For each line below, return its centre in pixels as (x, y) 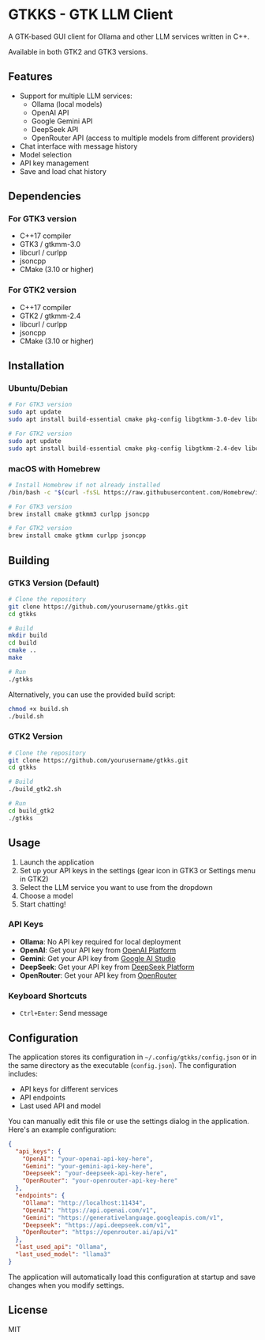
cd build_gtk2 (32, 811)
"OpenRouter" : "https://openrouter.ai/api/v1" (100, 1232)
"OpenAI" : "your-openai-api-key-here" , (88, 1159)
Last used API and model (60, 1106)
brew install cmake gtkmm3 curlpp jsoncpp (79, 514)
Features (30, 77)
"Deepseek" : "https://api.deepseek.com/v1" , (97, 1225)
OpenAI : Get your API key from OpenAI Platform (98, 950)
